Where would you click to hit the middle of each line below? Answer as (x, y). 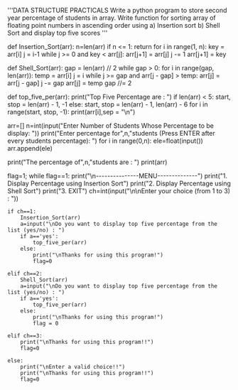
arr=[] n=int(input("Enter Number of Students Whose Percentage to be (111, 126)
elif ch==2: (25, 273)
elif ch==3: (25, 336)
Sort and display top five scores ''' (58, 33)
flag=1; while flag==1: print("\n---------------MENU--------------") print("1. (118, 176)
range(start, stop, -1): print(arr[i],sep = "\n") (71, 112)
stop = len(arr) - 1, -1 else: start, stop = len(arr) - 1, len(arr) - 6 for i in (108, 104)
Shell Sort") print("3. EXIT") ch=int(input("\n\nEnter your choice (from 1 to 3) (119, 191)
